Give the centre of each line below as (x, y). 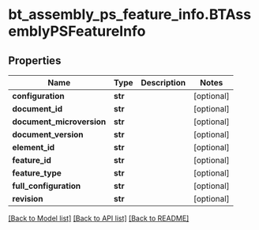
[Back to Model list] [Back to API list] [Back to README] (99, 218)
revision (28, 199)
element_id (34, 147)
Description (163, 83)
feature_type (37, 173)
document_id (38, 109)
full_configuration (47, 186)
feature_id (32, 160)
